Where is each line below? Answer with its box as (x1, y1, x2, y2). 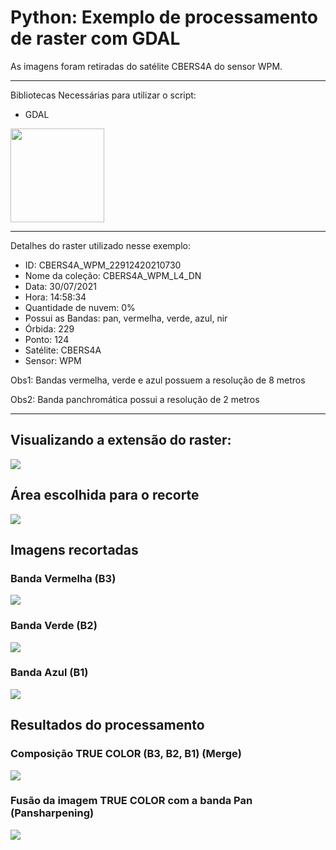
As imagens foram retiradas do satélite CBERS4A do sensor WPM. (10, 60, 283, 72)
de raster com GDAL (10, 27, 181, 50)
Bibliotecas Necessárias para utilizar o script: (10, 89, 197, 101)
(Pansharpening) (10, 806, 95, 820)
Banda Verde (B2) (10, 619, 98, 633)
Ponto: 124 (24, 333, 70, 345)
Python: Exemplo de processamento (10, 6, 318, 29)
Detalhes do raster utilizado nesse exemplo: (10, 239, 192, 251)
